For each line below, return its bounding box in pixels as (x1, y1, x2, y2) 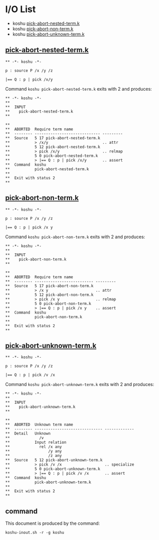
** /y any (5, 449, 62, 454)
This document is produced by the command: (5, 520, 100, 526)
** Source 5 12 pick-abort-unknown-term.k (5, 457, 102, 463)
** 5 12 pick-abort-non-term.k (5, 292, 94, 297)
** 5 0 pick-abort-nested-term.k (5, 153, 98, 158)
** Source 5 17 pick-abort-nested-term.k (5, 135, 100, 140)
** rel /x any (5, 444, 62, 449)
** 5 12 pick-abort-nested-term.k (5, 144, 100, 149)
